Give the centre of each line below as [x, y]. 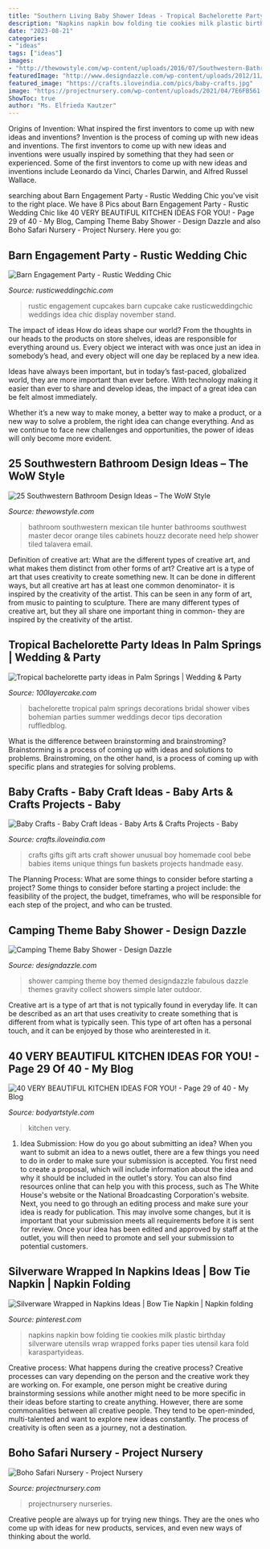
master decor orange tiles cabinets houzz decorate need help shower [143, 535]
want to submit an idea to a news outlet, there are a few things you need [139, 1152]
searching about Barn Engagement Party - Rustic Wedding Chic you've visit [133, 196]
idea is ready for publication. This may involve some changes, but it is [135, 1212]
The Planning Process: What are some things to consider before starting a [131, 879]
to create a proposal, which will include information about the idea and [136, 1169]
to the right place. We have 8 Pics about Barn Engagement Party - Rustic [129, 204]
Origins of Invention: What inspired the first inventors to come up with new [131, 129]
